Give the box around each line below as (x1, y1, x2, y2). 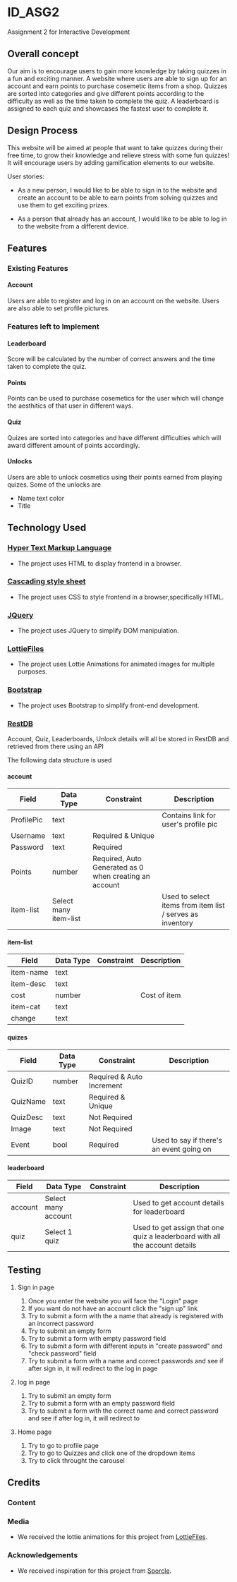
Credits (7, 1477, 41, 1488)
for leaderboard (133, 1207, 186, 1217)
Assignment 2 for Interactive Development (7, 28, 130, 36)
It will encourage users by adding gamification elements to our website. (7, 158, 215, 166)
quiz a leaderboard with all (133, 1231, 221, 1241)
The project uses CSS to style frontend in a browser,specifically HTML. (17, 592, 224, 601)
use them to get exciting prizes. (17, 200, 109, 209)
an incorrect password (28, 1319, 94, 1327)
